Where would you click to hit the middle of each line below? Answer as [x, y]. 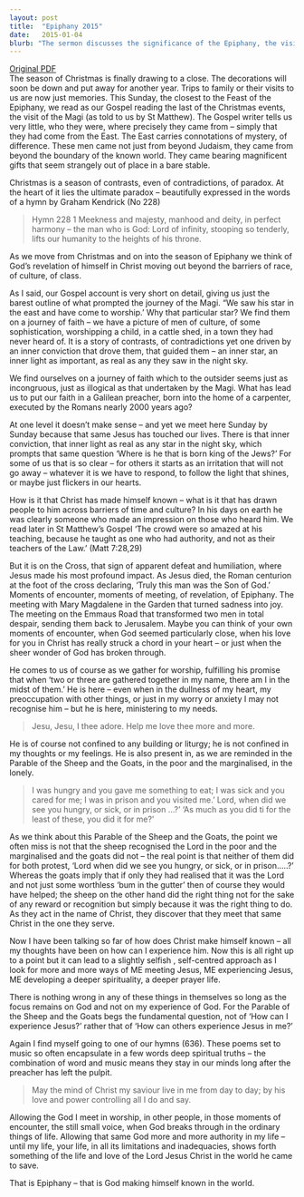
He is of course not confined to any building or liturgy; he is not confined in [149, 744]
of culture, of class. [45, 276]
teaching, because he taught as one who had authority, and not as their [142, 539]
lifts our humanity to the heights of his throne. [116, 239]
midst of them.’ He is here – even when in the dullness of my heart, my [140, 689]
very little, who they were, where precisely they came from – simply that [143, 127]
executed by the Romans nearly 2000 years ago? [101, 407]
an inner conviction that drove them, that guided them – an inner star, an [144, 351]
